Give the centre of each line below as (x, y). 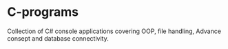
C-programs (43, 12)
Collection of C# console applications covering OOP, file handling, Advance (114, 31)
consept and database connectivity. (58, 38)
